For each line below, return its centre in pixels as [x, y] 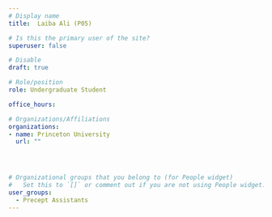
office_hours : [32, 104]
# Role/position [36, 83]
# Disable [25, 60]
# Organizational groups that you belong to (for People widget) [121, 178]
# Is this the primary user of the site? [79, 38]
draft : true [28, 68]
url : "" [29, 142]
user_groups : [30, 193]
